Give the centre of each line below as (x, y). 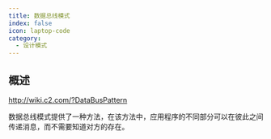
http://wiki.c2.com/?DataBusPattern (68, 100)
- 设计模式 (32, 46)
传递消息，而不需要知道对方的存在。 (69, 126)
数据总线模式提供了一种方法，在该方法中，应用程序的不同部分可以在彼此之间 (136, 117)
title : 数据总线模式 (39, 16)
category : (25, 38)
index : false (30, 23)
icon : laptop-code (39, 31)
